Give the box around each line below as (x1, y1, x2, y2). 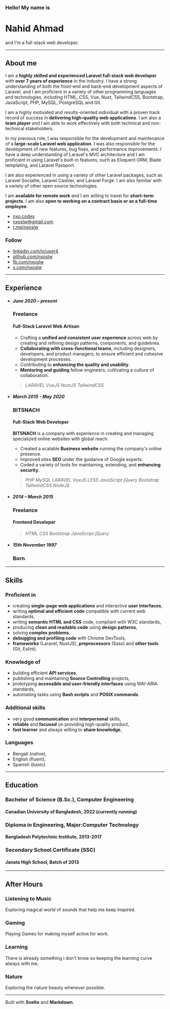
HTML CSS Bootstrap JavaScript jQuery (25, 530, 109, 536)
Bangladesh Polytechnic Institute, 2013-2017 (5, 834, 102, 840)
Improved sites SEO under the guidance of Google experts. (20, 456, 143, 462)
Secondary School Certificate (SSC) (5, 846, 96, 853)
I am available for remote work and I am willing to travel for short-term (5, 192, 154, 199)
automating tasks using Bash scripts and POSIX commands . (12, 692, 140, 698)
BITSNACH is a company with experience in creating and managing (12, 430, 154, 436)
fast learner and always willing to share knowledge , (12, 727, 122, 733)
